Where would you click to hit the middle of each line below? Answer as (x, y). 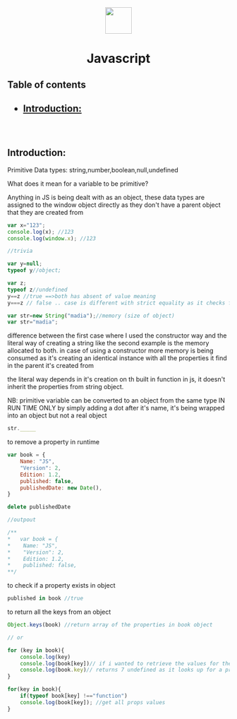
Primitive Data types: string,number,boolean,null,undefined (93, 170)
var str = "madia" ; (33, 322)
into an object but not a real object (57, 415)
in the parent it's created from (50, 366)
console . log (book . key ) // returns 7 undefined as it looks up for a (121, 670)
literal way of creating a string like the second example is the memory (108, 343)
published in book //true (45, 599)
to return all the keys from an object (59, 612)
